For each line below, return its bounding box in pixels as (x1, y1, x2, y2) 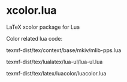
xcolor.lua (6, 4, 57, 17)
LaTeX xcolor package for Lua (6, 23, 80, 31)
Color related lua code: (6, 35, 63, 42)
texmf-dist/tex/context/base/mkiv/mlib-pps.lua (6, 46, 122, 54)
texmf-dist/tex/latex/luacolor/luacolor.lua (6, 69, 107, 77)
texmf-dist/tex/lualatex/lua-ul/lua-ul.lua (6, 58, 103, 65)
